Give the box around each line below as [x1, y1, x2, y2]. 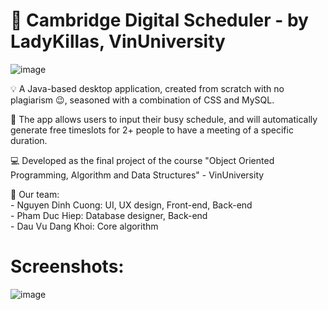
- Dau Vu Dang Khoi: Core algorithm [10, 220, 159, 232]
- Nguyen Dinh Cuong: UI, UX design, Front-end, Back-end [10, 199, 253, 211]
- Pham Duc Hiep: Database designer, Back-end [10, 209, 208, 221]
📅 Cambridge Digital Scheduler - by [10, 9, 309, 32]
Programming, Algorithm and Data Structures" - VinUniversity [10, 169, 265, 181]
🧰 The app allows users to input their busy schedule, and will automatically [10, 113, 318, 125]
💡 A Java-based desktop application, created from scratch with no [10, 82, 285, 94]
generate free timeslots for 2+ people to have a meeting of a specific [10, 124, 294, 136]
